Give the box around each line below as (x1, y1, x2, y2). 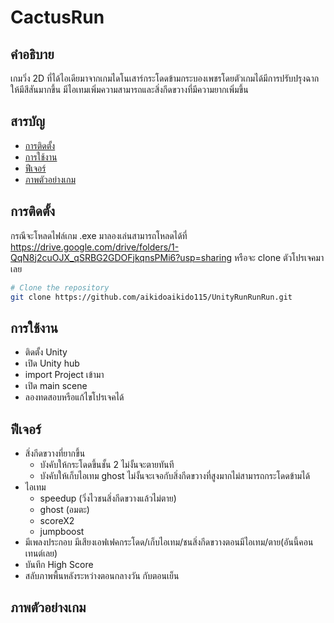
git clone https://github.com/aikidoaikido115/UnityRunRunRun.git (10, 292, 293, 302)
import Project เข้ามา (24, 369, 105, 381)
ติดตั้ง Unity (24, 346, 68, 358)
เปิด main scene (24, 380, 88, 392)
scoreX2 (39, 515, 75, 526)
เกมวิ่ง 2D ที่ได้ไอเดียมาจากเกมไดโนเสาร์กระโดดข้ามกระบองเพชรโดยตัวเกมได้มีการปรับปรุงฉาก (10, 72, 320, 84)
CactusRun (10, 6, 105, 29)
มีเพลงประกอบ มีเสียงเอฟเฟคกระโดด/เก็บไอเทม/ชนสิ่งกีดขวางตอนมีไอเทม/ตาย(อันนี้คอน (24, 536, 314, 548)
